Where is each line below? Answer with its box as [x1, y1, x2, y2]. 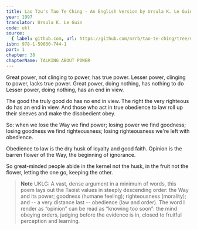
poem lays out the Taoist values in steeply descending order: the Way [20, 186, 189, 193]
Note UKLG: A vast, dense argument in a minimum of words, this [20, 180, 176, 187]
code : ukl [6, 25, 30, 31]
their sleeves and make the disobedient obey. [6, 109, 116, 117]
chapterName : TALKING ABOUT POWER [6, 57, 91, 63]
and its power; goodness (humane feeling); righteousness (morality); [20, 193, 186, 200]
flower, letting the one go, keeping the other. [6, 169, 113, 176]
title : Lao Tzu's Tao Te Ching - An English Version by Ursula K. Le [6, 8, 180, 15]
